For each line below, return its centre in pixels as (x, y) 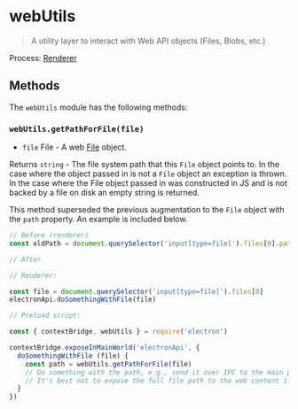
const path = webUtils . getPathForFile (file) (109, 364)
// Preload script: (45, 316)
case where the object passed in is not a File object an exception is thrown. (148, 174)
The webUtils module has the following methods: (98, 107)
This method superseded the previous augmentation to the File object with (147, 210)
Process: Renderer (43, 58)
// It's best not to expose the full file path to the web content (152, 381)
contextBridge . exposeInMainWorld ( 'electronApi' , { (105, 348)
